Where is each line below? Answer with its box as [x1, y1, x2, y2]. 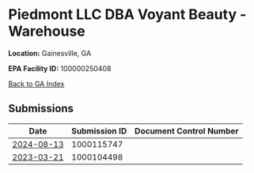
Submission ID [70, 125, 127, 136]
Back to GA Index [8, 79, 65, 88]
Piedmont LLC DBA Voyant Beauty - [8, 6, 247, 24]
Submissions [8, 102, 74, 115]
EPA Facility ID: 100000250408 [8, 63, 112, 73]
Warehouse [8, 22, 85, 40]
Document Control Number [134, 125, 239, 136]
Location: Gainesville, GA [8, 48, 92, 58]
